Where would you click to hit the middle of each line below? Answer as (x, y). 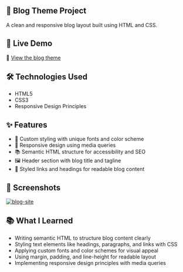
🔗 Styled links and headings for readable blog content (79, 169)
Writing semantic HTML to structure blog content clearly (83, 238)
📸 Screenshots (33, 188)
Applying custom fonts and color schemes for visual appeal (86, 250)
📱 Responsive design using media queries (65, 145)
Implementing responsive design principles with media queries (90, 263)
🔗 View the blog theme (33, 58)
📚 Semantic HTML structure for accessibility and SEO (80, 152)
